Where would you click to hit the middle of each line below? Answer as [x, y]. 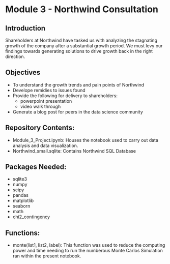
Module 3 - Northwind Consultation [82, 9]
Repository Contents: [40, 128]
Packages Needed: [36, 167]
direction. [15, 56]
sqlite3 [20, 179]
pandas [21, 195]
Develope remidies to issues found [49, 90]
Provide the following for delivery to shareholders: [65, 96]
